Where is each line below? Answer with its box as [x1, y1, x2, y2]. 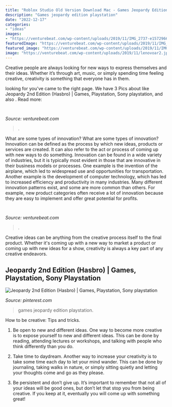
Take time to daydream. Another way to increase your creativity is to [12, 353, 157, 359]
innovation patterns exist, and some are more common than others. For [5, 184, 155, 190]
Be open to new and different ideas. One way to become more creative [12, 327, 162, 333]
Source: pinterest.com [5, 297, 52, 303]
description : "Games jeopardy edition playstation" [5, 12, 118, 17]
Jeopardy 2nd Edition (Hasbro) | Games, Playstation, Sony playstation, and [5, 91, 163, 97]
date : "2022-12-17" [5, 17, 47, 22]
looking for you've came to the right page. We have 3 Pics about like [5, 85, 149, 91]
